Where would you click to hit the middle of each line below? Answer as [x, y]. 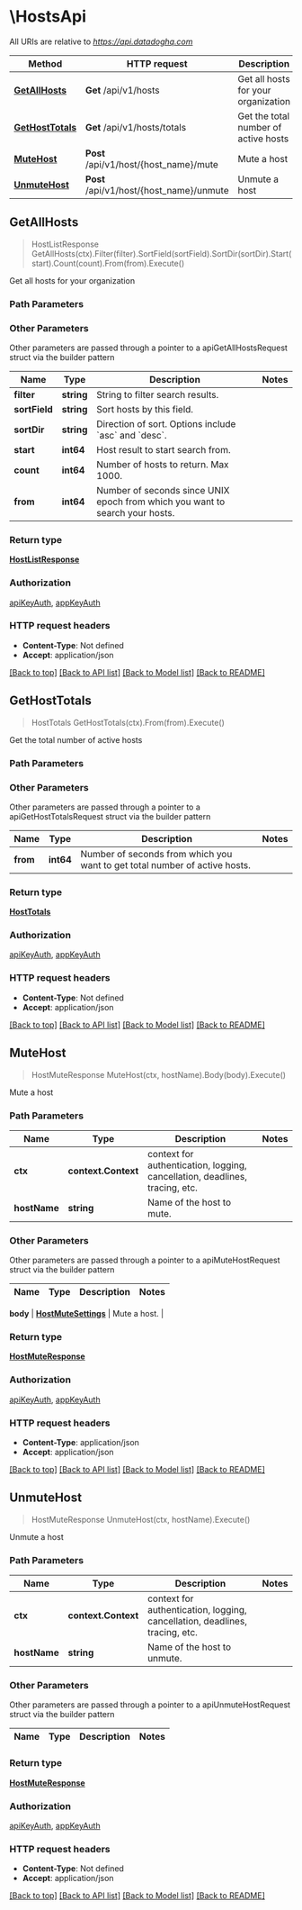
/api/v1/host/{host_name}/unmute [157, 190]
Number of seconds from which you [156, 854]
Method [45, 63]
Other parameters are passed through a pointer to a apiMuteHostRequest [145, 1260]
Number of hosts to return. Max [163, 464]
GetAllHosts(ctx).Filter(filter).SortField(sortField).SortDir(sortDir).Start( [161, 253]
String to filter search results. [158, 394]
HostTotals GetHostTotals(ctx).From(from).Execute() [128, 722]
